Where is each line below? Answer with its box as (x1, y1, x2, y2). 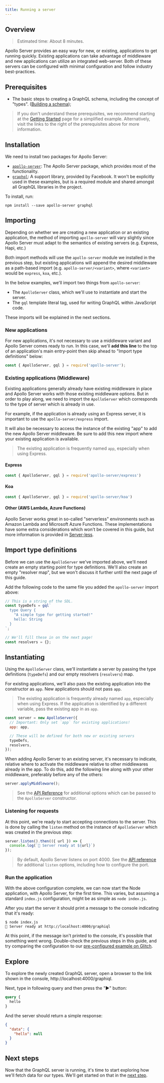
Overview (5, 26, 36, 34)
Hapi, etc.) (5, 245, 26, 251)
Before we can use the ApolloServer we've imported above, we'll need (5, 559, 147, 565)
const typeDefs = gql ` (5, 603, 51, 608)
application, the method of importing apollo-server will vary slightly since (5, 234, 154, 241)
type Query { (9, 608, 36, 613)
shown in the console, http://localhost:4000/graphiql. (5, 975, 113, 982)
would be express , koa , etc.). (5, 270, 62, 276)
